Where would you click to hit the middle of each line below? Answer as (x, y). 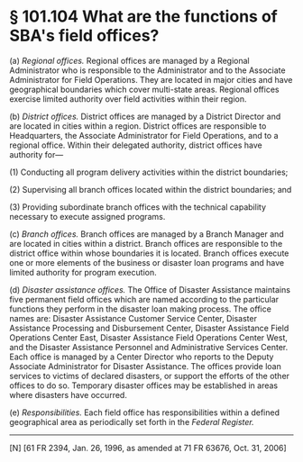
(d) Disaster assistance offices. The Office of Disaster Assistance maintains (150, 289)
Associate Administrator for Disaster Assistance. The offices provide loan (145, 366)
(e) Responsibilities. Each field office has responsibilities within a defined (144, 412)
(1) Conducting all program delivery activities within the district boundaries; (149, 172)
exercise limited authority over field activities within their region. (128, 99)
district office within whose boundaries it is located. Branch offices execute (149, 253)
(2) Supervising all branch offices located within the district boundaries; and (151, 189)
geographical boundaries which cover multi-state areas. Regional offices (144, 89)
